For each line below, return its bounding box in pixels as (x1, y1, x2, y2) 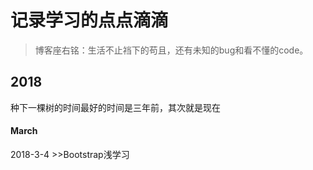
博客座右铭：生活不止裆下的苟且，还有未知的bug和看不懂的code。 (34, 44, 309, 56)
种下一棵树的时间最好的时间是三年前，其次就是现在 (10, 101, 221, 113)
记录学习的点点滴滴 (10, 9, 169, 32)
